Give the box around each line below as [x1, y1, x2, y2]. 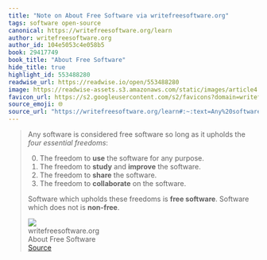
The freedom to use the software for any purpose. [39, 153, 205, 163]
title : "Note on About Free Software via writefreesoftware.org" [8, 11, 229, 20]
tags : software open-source [8, 19, 102, 27]
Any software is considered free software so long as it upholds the [27, 130, 246, 139]
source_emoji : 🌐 [8, 100, 64, 108]
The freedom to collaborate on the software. [39, 179, 187, 188]
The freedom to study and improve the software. [39, 162, 201, 171]
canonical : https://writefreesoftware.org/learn [8, 26, 172, 34]
